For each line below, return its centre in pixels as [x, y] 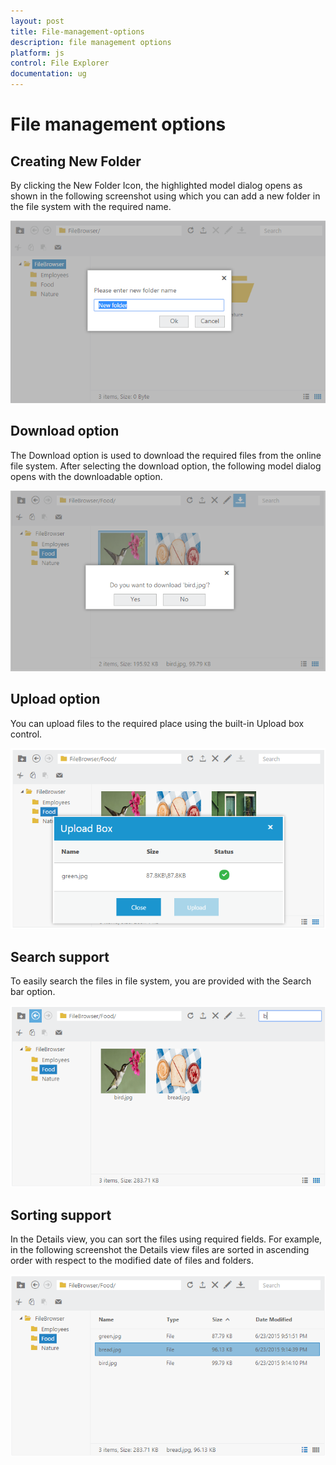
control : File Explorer [60, 63]
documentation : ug [48, 74]
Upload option [55, 699]
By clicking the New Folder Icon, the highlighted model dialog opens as [156, 185]
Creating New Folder [76, 161]
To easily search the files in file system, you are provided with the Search [161, 981]
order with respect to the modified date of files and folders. [132, 1261]
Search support [60, 956]
